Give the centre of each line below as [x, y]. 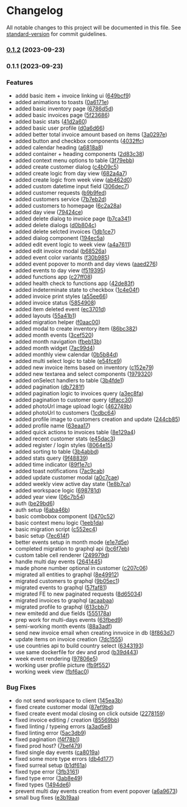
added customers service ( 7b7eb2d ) [61, 199]
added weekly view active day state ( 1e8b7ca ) [73, 484]
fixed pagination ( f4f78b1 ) [48, 739]
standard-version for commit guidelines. [57, 33]
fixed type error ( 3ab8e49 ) [49, 778]
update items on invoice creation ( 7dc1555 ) [69, 640]
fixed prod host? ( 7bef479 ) [49, 746]
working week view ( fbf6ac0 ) [52, 672]
